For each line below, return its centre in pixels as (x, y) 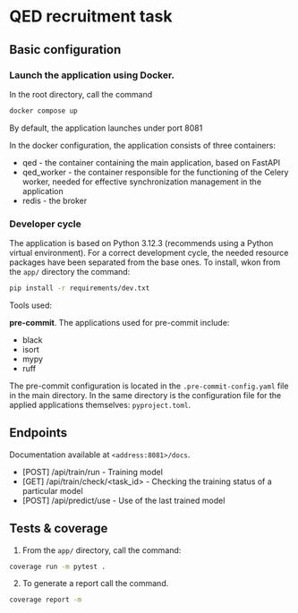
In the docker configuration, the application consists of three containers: (142, 145)
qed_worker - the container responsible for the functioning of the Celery (155, 172)
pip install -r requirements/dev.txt (80, 288)
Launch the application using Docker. (92, 75)
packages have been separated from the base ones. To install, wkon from (145, 262)
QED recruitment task (91, 17)
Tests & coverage (59, 528)
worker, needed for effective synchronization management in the (142, 182)
